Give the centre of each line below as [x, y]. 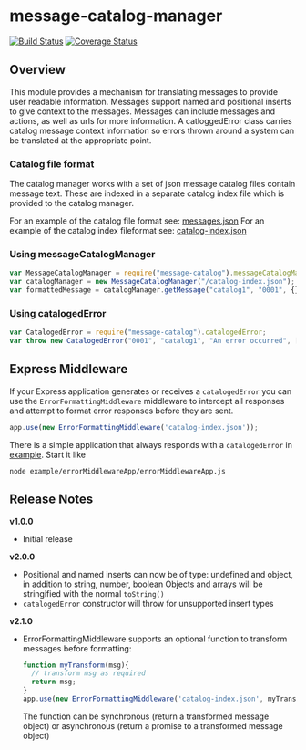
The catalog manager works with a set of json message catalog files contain [153, 184]
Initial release [47, 538]
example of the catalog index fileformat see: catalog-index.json [128, 231]
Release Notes [51, 500]
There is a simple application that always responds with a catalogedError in [151, 444]
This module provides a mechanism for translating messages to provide [144, 91]
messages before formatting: [77, 648]
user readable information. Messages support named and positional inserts [150, 101]
